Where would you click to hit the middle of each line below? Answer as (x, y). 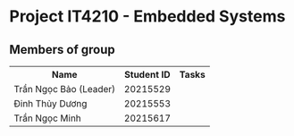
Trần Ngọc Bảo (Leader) (65, 89)
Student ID (148, 75)
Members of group (62, 50)
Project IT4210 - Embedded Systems (147, 17)
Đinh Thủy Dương (50, 103)
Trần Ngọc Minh (48, 118)
